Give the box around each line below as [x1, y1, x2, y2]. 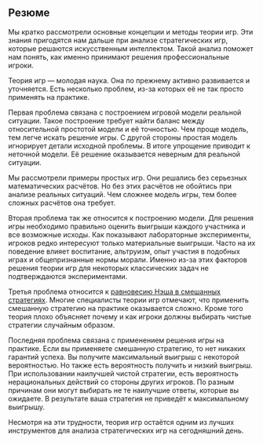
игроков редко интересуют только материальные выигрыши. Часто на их [8, 238, 256, 247]
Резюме [8, 6, 50, 20]
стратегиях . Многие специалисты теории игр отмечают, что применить [8, 295, 249, 305]
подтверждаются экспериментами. [8, 271, 128, 281]
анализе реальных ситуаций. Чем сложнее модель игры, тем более [8, 189, 237, 199]
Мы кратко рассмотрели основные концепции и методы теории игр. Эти [8, 27, 254, 36]
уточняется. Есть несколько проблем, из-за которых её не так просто [8, 84, 244, 93]
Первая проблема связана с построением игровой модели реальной [8, 108, 242, 117]
